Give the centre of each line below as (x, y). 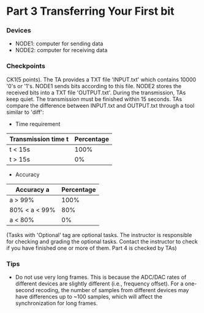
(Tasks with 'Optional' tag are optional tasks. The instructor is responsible (99, 235)
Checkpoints (26, 66)
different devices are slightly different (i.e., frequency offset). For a (99, 284)
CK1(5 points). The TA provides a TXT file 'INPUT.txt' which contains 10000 (101, 79)
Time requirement (38, 124)
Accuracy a (32, 189)
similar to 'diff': (25, 112)
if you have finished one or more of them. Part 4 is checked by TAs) (92, 248)
